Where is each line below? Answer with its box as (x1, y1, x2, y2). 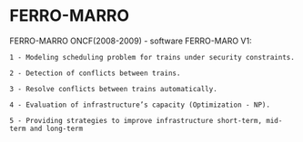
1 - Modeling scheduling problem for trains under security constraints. (9, 52, 296, 62)
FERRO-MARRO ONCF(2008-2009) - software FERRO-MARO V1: (9, 35, 252, 46)
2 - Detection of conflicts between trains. (9, 69, 181, 78)
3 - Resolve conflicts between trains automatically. (9, 84, 218, 93)
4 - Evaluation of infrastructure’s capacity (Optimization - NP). (9, 100, 271, 109)
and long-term (29, 124, 84, 133)
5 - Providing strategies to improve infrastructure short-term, (9, 116, 262, 125)
